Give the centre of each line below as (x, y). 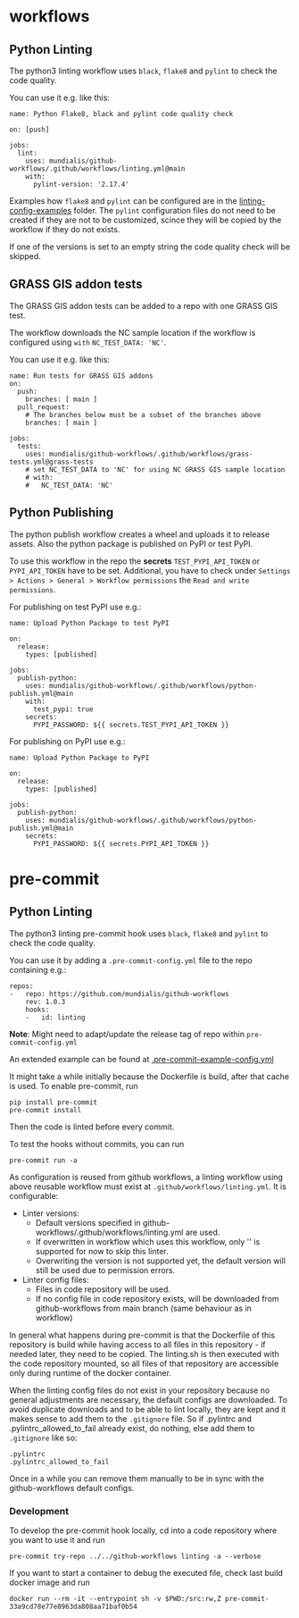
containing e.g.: (38, 969)
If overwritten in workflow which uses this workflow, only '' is (148, 1241)
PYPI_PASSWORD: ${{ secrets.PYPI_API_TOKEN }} (121, 843)
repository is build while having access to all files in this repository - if (137, 1344)
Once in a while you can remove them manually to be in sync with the (137, 1478)
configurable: (34, 1195)
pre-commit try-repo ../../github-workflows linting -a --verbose (135, 1556)
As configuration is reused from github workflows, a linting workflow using (146, 1177)
